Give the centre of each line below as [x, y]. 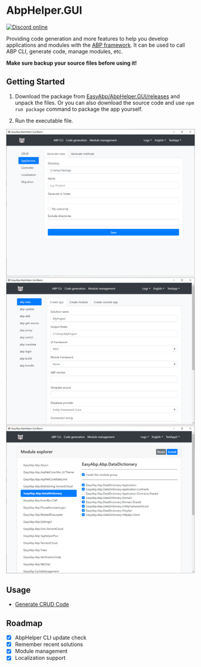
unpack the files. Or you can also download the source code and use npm [104, 102]
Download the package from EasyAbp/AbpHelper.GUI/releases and [98, 96]
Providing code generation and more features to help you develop [87, 38]
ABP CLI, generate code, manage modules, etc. [65, 51]
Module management [41, 651]
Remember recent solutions [49, 644]
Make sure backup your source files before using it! [72, 63]
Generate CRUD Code [42, 604]
